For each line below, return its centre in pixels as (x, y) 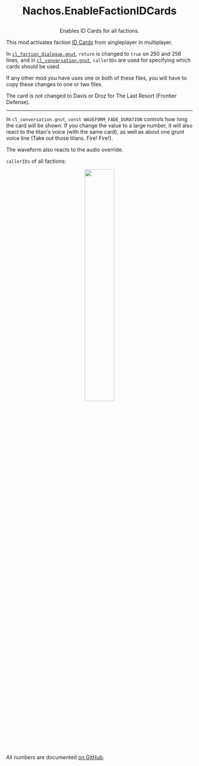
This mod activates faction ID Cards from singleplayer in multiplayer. (89, 42)
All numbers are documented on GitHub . (55, 757)
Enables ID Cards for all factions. (99, 31)
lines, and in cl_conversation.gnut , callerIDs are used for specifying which (99, 60)
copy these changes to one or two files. (54, 84)
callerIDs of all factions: (36, 161)
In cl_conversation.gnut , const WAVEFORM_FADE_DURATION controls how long (97, 119)
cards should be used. (33, 67)
